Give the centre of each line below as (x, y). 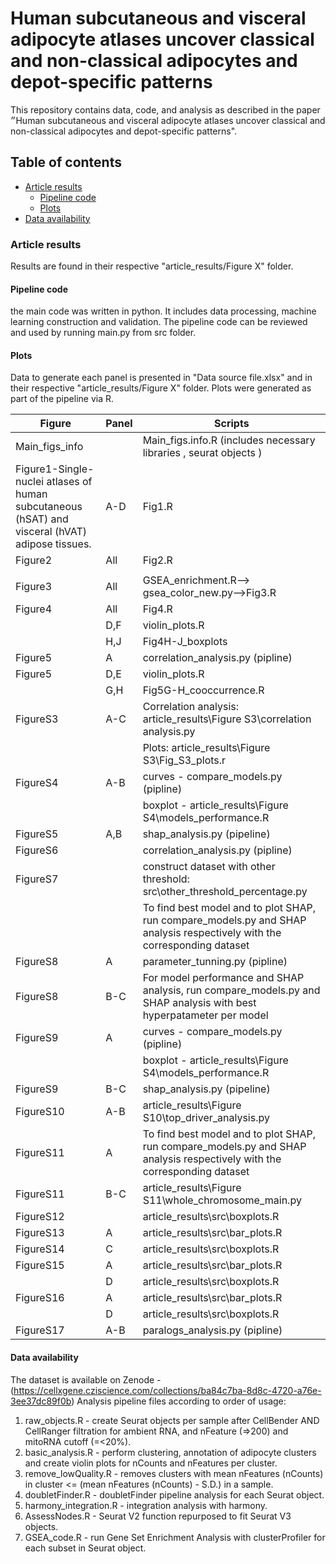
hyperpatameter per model (205, 1015)
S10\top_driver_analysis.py (206, 1118)
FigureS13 (40, 1233)
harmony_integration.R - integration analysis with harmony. (146, 1505)
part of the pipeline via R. (62, 399)
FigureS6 (37, 850)
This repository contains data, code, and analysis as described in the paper (165, 109)
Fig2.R (157, 560)
